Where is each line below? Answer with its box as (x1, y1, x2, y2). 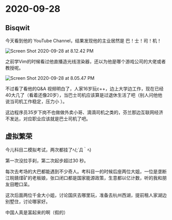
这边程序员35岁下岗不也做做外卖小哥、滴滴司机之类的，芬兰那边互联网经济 (5, 109, 163, 115)
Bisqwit (5, 24, 30, 32)
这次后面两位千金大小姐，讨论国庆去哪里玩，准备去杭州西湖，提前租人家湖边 (5, 192, 167, 198)
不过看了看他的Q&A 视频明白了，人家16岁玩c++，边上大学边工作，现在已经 (5, 85, 164, 92)
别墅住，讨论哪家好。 (5, 198, 50, 205)
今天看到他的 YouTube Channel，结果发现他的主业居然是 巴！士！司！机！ (5, 38, 162, 43)
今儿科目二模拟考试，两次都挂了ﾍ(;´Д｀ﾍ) (5, 146, 92, 152)
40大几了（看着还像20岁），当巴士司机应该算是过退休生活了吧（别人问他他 (5, 92, 163, 98)
